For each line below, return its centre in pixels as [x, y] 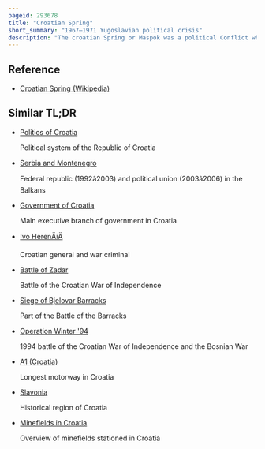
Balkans [32, 189]
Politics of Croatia [49, 132]
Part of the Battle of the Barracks [73, 316]
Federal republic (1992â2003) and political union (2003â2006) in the [131, 178]
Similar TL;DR [42, 113]
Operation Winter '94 [54, 331]
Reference [34, 69]
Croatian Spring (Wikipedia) [65, 88]
